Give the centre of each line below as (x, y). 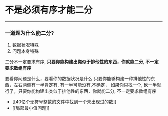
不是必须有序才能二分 (49, 10)
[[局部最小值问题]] (31, 108)
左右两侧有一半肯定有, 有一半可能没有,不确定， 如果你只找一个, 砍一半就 (87, 85)
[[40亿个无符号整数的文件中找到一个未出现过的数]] (64, 102)
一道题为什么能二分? (30, 33)
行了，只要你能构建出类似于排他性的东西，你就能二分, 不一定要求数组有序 (81, 91)
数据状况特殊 (25, 45)
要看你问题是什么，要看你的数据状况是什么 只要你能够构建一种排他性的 (78, 79)
